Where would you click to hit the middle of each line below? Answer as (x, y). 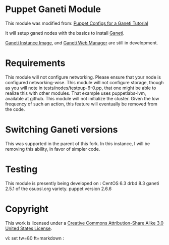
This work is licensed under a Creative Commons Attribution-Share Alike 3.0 (84, 223)
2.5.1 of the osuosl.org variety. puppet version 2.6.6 (59, 189)
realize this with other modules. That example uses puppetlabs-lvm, (76, 93)
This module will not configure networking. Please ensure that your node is (83, 77)
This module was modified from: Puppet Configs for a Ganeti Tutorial (77, 23)
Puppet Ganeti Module (53, 9)
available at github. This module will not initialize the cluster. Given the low (82, 98)
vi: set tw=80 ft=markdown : (35, 238)
